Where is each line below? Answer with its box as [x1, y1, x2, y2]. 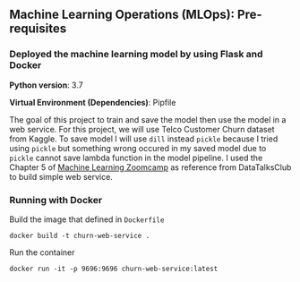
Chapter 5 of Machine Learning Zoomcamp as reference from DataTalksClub [9, 161, 292, 173]
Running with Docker [9, 193, 103, 206]
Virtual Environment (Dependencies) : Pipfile [9, 97, 176, 107]
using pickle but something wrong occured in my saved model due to [9, 142, 267, 153]
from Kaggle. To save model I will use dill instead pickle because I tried [9, 133, 279, 144]
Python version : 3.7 [9, 80, 83, 90]
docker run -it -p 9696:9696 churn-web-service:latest [9, 264, 219, 273]
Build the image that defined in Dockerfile [9, 214, 165, 225]
